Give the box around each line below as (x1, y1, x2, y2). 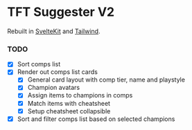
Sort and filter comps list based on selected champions (17, 115, 175, 123)
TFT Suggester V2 (7, 4, 115, 20)
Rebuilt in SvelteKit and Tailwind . (7, 27, 101, 35)
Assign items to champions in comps (27, 91, 133, 100)
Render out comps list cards (17, 68, 98, 76)
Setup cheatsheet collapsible (27, 106, 111, 115)
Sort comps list (17, 60, 61, 68)
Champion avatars (27, 84, 80, 92)
